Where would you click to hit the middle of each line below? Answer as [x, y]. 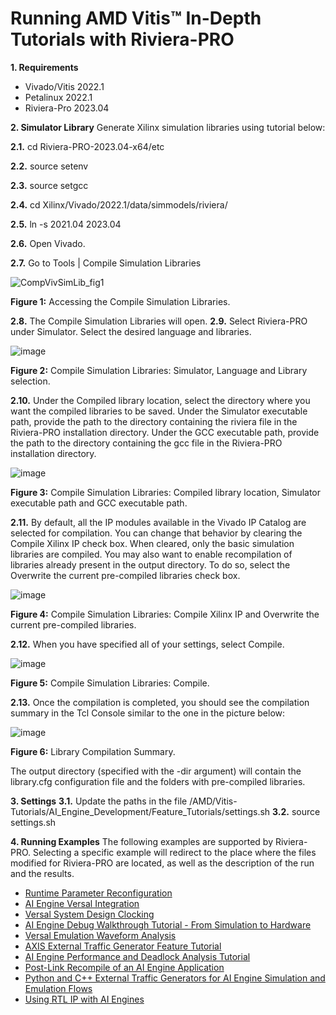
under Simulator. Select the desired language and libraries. [131, 331]
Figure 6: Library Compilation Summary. [93, 751]
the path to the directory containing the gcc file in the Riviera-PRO [146, 443]
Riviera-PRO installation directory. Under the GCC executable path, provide [165, 432]
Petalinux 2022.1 [58, 97]
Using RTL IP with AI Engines [84, 999]
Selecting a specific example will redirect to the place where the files [175, 852]
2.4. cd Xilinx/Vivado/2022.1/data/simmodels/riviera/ [119, 204]
